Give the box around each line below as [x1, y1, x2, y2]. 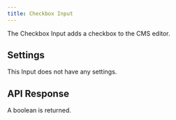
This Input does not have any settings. [7, 67, 117, 76]
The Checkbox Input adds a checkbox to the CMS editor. [7, 29, 170, 37]
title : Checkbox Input [7, 10, 73, 17]
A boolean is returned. [7, 106, 72, 114]
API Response [7, 87, 70, 99]
